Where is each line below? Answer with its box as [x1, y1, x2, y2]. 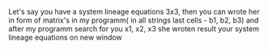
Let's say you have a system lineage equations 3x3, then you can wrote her [8, 7, 261, 16]
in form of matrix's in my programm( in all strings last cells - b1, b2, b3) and [8, 15, 259, 25]
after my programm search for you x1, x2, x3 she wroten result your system [8, 24, 259, 33]
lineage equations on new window [8, 32, 123, 42]
